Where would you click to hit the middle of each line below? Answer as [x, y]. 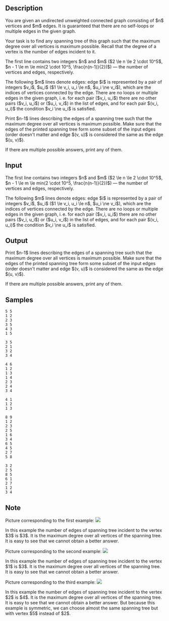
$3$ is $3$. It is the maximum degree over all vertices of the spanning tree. [84, 536]
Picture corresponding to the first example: [50, 521]
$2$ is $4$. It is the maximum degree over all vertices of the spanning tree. [84, 597]
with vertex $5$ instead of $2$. [38, 613]
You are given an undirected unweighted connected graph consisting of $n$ [84, 20]
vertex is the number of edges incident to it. [51, 51]
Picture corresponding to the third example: [50, 582]
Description [24, 8]
